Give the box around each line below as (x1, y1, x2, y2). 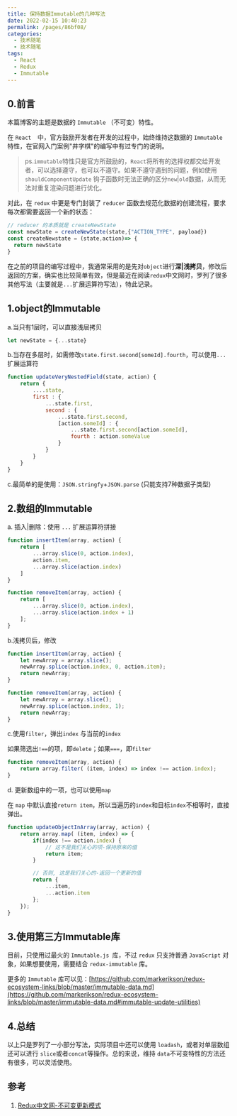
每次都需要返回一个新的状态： (7, 207, 94, 217)
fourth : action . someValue (70, 433, 151, 440)
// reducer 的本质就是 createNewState (7, 221, 117, 229)
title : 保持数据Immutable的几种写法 (7, 10, 106, 18)
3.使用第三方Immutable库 (7, 931, 120, 943)
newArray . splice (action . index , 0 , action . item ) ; (20, 663, 166, 671)
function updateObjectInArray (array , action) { (7, 824, 151, 831)
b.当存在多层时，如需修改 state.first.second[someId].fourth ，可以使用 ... (7, 351, 226, 359)
